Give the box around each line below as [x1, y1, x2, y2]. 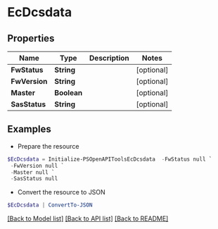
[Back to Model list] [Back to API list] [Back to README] [7, 214, 169, 223]
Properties [7, 32, 55, 44]
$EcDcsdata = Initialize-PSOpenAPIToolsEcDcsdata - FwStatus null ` [7, 156, 212, 163]
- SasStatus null [10, 175, 58, 182]
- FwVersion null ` [10, 162, 65, 169]
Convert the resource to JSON [17, 188, 105, 197]
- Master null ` [10, 168, 55, 176]
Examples [7, 123, 51, 135]
